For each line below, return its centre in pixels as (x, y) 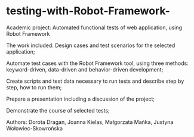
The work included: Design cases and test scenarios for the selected (91, 45)
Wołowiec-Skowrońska (35, 128)
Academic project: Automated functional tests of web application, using (94, 27)
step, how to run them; (34, 87)
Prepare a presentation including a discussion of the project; (81, 99)
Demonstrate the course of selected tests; (58, 110)
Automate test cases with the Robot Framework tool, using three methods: (98, 63)
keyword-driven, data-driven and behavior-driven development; (85, 69)
